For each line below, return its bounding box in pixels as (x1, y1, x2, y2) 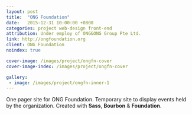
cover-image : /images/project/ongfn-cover (6, 57, 112, 64)
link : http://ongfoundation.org (6, 36, 86, 42)
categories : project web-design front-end (6, 25, 112, 31)
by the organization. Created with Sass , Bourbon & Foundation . (6, 102, 162, 110)
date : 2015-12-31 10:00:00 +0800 (6, 20, 94, 25)
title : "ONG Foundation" (6, 14, 70, 20)
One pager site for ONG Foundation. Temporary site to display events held (6, 96, 187, 103)
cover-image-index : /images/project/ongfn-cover (6, 63, 128, 69)
